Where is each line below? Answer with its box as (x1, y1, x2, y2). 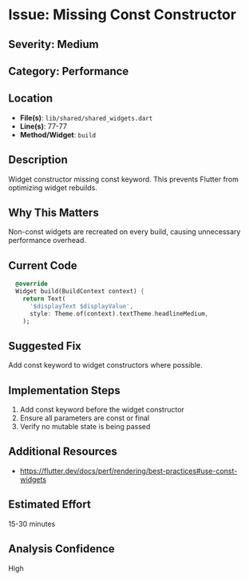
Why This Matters (8, 205, 100, 219)
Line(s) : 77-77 (19, 121, 68, 131)
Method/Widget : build (19, 129, 97, 139)
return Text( (22, 294, 66, 303)
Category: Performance (8, 64, 129, 78)
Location (8, 92, 53, 105)
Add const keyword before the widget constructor (19, 405, 185, 415)
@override (15, 280, 48, 289)
